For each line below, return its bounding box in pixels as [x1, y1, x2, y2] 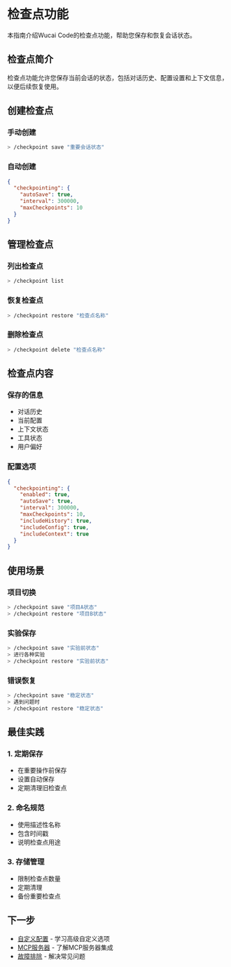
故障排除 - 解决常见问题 [17, 952, 86, 960]
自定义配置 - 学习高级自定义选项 [17, 934, 111, 942]
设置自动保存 [17, 775, 55, 783]
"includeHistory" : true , [20, 517, 92, 524]
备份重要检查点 [17, 892, 61, 900]
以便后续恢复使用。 [7, 82, 63, 91]
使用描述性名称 [17, 820, 61, 829]
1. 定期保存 [7, 749, 43, 759]
